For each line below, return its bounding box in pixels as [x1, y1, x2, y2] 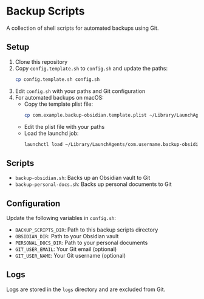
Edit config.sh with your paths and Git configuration [15, 87, 146, 95]
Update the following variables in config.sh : [6, 215, 117, 221]
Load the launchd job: [24, 129, 79, 137]
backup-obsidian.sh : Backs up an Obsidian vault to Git [15, 174, 151, 182]
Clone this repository [15, 58, 68, 65]
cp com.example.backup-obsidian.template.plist [24, 112, 147, 118]
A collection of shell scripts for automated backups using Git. [6, 24, 159, 32]
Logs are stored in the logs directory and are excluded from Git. [6, 286, 166, 293]
